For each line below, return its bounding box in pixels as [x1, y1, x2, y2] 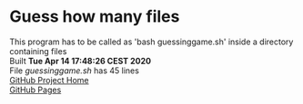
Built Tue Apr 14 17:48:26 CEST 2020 [9, 55, 152, 66]
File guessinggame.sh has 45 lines [9, 65, 139, 76]
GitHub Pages [9, 84, 62, 95]
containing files [9, 45, 67, 56]
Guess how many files [9, 6, 180, 27]
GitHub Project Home [9, 74, 89, 85]
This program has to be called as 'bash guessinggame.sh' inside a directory [9, 36, 294, 47]
